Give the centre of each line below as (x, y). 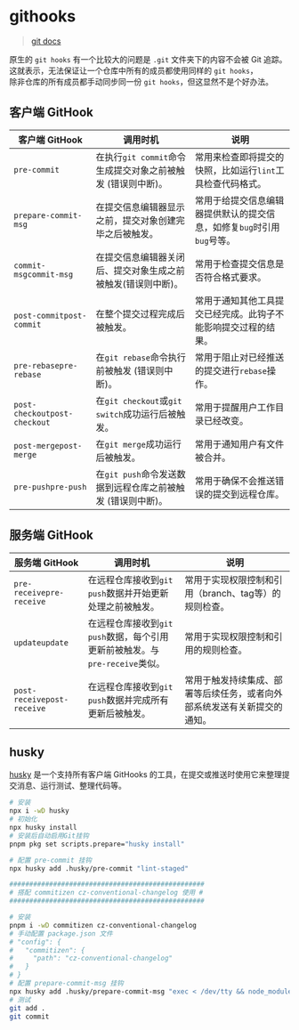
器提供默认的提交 (230, 214)
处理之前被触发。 (124, 606)
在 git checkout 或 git (139, 401)
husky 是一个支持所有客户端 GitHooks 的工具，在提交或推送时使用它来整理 (145, 775)
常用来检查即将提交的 (239, 157)
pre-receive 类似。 (126, 663)
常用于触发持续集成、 (229, 680)
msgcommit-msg (44, 274)
